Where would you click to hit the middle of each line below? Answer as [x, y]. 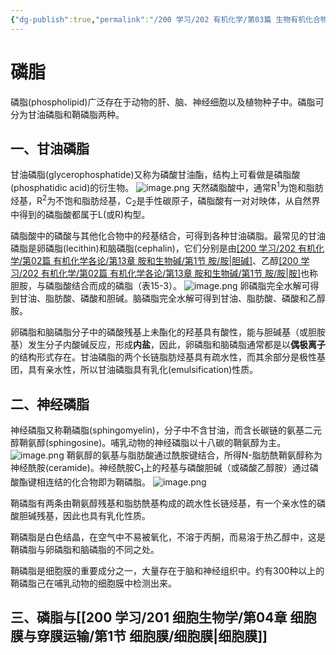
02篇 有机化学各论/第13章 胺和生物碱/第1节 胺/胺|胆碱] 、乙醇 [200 [165, 261]
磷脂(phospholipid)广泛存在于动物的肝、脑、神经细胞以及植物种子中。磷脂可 [167, 102]
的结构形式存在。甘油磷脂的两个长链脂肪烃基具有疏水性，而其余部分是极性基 [168, 357]
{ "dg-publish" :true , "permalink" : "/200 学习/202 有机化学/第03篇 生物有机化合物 [169, 19]
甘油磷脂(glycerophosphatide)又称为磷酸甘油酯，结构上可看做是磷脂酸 [155, 175]
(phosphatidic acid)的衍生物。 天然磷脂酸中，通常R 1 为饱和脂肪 [167, 187]
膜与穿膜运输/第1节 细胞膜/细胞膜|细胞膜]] [139, 636]
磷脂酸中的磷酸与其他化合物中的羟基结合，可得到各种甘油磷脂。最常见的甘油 [168, 236]
